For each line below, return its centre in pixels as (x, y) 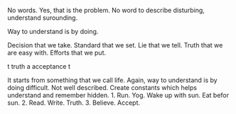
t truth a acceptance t (39, 66)
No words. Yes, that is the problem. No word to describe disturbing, (106, 10)
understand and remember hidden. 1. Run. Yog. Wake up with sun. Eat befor (118, 95)
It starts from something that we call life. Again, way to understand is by (113, 80)
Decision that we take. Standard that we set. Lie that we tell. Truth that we (115, 45)
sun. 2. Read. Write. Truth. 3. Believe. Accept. (74, 103)
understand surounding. (43, 18)
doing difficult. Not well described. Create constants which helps (102, 87)
